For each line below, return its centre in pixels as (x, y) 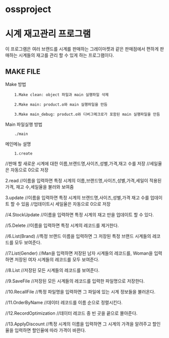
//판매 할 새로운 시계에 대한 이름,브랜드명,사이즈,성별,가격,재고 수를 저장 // (78, 163)
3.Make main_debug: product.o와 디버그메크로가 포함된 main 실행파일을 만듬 (87, 114)
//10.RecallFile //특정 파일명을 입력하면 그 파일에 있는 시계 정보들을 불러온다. (80, 292)
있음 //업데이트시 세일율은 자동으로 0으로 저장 (66, 204)
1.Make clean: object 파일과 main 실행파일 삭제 (62, 94)
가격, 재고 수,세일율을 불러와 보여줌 (40, 187)
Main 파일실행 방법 (24, 124)
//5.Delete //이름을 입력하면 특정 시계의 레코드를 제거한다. (62, 225)
